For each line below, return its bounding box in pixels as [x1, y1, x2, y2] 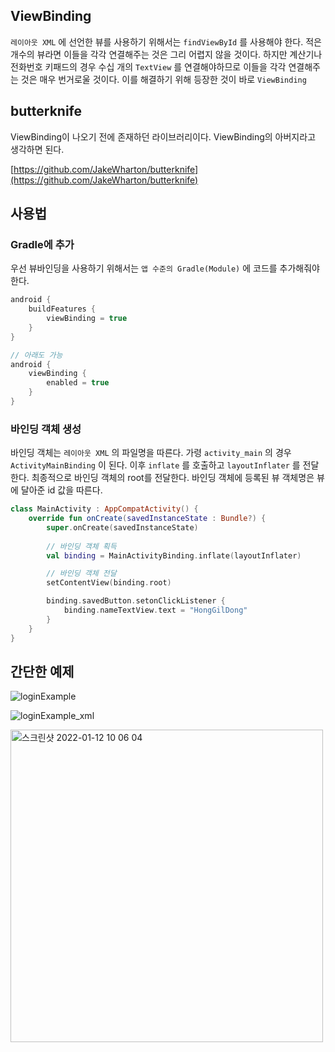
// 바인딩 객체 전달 [46, 569, 117, 579]
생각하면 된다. [10, 143, 65, 155]
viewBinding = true [46, 314, 128, 324]
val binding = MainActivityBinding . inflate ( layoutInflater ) [46, 550, 302, 561]
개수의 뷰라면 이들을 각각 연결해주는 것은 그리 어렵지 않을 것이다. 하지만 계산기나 [10, 48, 323, 60]
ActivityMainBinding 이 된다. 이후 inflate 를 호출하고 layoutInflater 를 [10, 459, 301, 471]
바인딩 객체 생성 [10, 422, 82, 436]
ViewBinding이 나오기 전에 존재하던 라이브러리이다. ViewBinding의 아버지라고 [10, 130, 317, 143]
